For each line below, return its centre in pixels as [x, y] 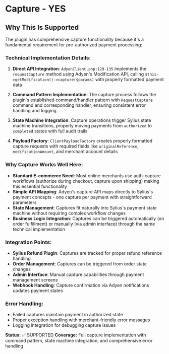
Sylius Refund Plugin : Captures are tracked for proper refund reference [87, 253]
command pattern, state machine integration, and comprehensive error [79, 341]
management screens [35, 279]
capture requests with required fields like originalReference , [75, 146]
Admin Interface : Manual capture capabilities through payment [78, 274]
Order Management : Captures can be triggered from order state [80, 264]
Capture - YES [36, 9]
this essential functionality [40, 186]
